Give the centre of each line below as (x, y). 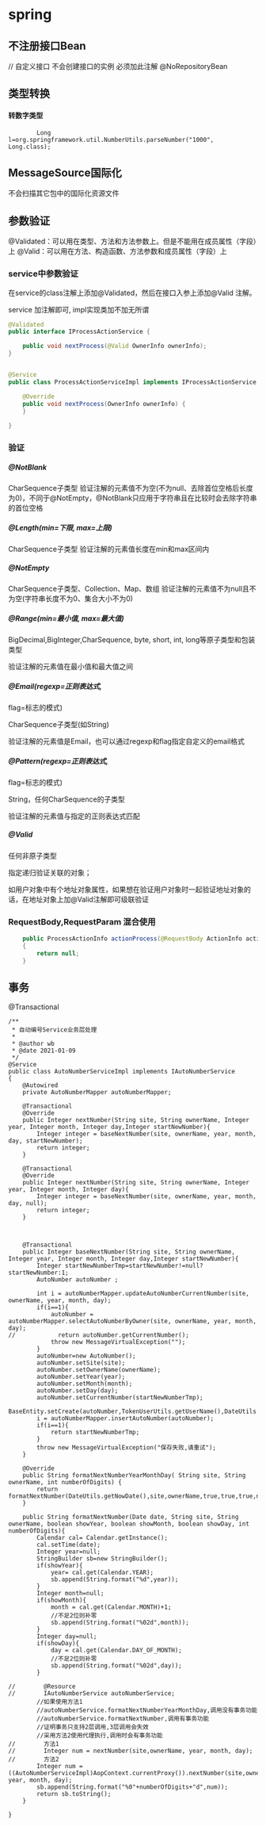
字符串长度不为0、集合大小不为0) (79, 598)
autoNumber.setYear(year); (81, 1377)
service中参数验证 (44, 274)
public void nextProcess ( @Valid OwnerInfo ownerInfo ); (115, 346)
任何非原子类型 (32, 856)
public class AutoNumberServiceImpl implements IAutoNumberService (122, 1072)
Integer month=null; (70, 1594)
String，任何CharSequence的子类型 (66, 799)
